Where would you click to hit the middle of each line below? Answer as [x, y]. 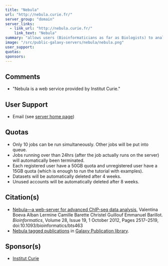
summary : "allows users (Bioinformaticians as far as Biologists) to [79, 38]
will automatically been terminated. [48, 160]
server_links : [20, 24]
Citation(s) [22, 198]
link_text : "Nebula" [35, 33]
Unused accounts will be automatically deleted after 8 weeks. [76, 181]
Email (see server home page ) [43, 116]
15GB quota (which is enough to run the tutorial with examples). [78, 171]
